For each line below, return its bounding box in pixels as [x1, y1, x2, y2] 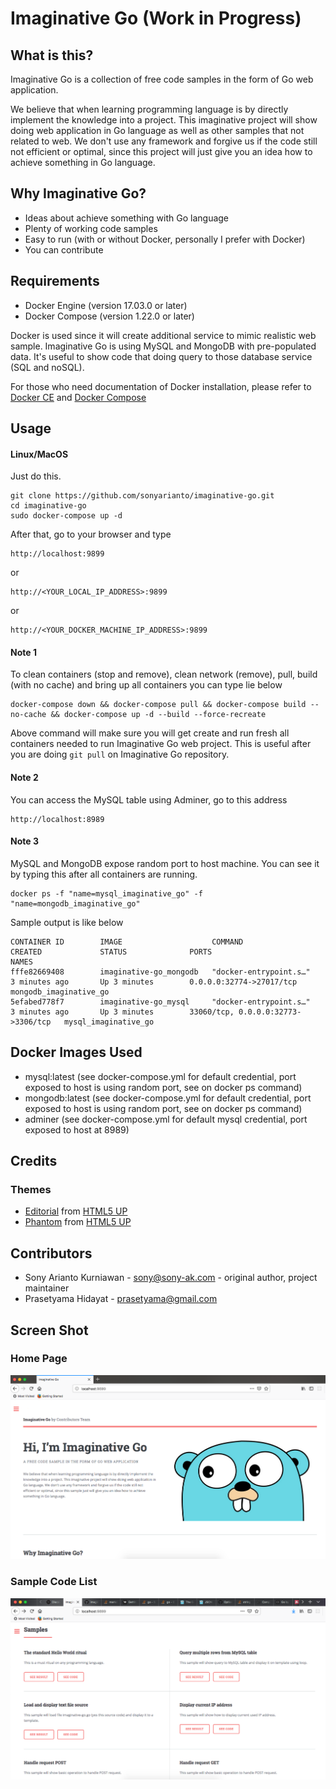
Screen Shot [10, 1322, 89, 1339]
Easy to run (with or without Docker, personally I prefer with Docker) [24, 233, 306, 245]
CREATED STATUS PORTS [10, 947, 213, 957]
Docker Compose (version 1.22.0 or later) [24, 310, 195, 322]
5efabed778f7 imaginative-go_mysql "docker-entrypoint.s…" [10, 997, 311, 1007]
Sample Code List [10, 1575, 98, 1589]
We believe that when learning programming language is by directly [10, 103, 289, 115]
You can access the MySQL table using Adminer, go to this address [10, 793, 288, 806]
